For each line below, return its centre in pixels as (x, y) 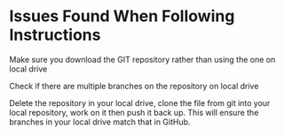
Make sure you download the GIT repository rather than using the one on (142, 59)
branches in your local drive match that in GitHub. (100, 122)
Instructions (55, 35)
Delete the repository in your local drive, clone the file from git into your (140, 102)
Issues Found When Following (122, 16)
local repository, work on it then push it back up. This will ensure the (134, 112)
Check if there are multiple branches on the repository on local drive (134, 86)
